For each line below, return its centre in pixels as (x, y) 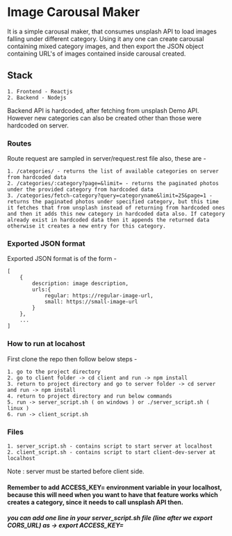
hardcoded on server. (38, 125)
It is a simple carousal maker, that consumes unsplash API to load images (112, 31)
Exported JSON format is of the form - (62, 259)
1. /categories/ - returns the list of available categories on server (113, 171)
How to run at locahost (46, 344)
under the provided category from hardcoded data (81, 190)
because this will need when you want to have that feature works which (113, 494)
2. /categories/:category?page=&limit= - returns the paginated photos (113, 184)
